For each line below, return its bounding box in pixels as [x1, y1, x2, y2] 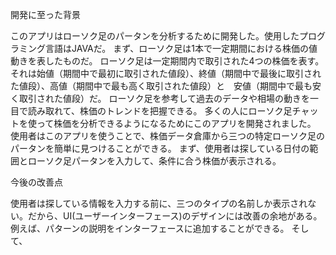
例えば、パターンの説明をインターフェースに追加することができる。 [10, 223, 290, 234]
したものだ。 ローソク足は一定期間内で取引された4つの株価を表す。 [44, 55, 325, 67]
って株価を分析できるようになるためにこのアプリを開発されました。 [36, 118, 317, 129]
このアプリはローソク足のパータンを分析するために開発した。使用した [10, 30, 300, 42]
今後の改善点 [10, 176, 63, 188]
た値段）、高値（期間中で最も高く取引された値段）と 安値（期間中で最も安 [10, 80, 322, 92]
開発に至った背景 [10, 9, 81, 20]
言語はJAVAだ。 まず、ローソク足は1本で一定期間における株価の [44, 43, 310, 54]
